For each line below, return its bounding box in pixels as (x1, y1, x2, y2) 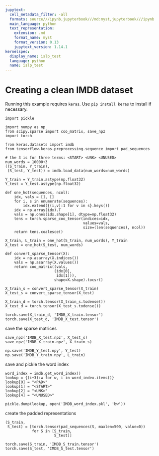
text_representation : (9, 26, 55, 31)
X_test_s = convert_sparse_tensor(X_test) (5, 290, 94, 296)
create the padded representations (5, 410, 77, 417)
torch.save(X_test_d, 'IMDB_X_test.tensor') (5, 317, 99, 322)
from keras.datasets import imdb (5, 142, 75, 147)
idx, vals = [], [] (14, 195, 55, 200)
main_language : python (9, 21, 57, 26)
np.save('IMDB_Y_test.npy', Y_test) (5, 348, 81, 353)
